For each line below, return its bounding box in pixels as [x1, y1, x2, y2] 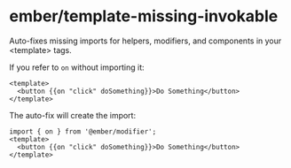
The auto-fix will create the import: [9, 110, 136, 120]
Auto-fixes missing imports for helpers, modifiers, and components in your [9, 35, 282, 46]
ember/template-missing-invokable [9, 6, 279, 27]
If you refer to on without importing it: [9, 62, 145, 73]
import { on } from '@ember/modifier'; [9, 126, 157, 136]
